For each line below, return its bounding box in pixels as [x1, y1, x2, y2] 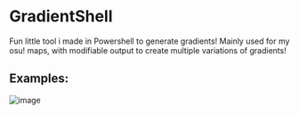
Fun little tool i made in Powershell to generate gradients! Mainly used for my [9, 36, 290, 46]
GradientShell [9, 6, 113, 27]
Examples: [9, 71, 69, 86]
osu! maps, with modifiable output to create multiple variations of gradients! [9, 45, 287, 55]
